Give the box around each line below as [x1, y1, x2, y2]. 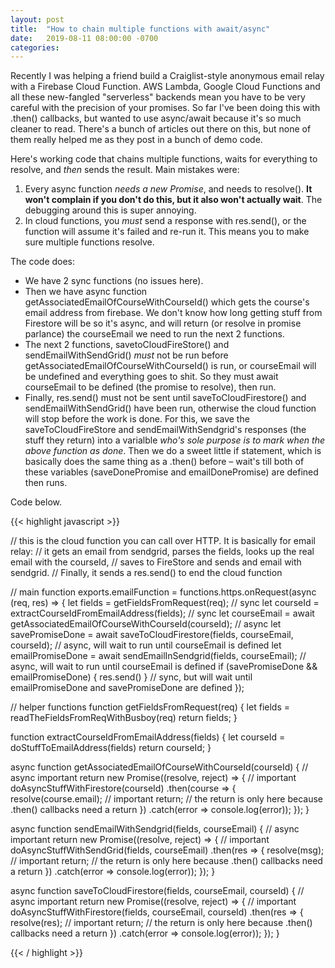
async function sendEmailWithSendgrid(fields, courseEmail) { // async [10, 823, 300, 835]
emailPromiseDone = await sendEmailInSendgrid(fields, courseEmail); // [10, 650, 307, 662]
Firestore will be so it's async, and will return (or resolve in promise [24, 317, 302, 330]
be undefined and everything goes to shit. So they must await [24, 371, 279, 383]
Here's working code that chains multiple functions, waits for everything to [10, 153, 318, 165]
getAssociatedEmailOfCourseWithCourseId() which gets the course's [24, 296, 310, 308]
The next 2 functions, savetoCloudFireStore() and [24, 339, 230, 351]
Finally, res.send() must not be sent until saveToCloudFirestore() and [24, 392, 307, 404]
